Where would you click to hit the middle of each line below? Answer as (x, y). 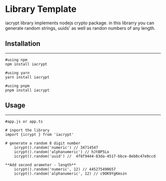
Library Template (41, 9)
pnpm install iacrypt (27, 90)
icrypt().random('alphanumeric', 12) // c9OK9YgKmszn (70, 174)
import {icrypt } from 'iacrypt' (40, 134)
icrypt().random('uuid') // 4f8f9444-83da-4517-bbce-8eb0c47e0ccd (85, 156)
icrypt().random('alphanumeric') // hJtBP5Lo (62, 152)
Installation (23, 44)
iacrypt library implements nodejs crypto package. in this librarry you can (80, 23)
